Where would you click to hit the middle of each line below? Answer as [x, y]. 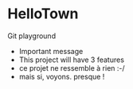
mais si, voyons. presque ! [62, 76]
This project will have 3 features [72, 60]
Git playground [32, 36]
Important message [51, 51]
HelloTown [43, 14]
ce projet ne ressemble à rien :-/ [72, 68]
